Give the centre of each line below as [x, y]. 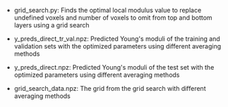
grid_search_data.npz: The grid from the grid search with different [110, 88]
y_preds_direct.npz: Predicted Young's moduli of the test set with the [114, 67]
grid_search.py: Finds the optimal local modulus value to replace [108, 10]
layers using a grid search [52, 25]
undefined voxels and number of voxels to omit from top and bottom [113, 18]
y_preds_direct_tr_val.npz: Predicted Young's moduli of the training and [117, 39]
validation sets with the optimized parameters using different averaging [118, 46]
